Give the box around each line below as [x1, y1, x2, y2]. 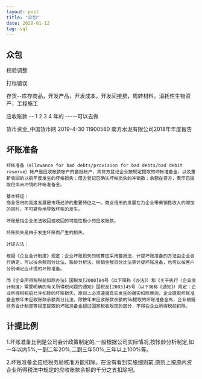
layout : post [6, 8, 39, 15]
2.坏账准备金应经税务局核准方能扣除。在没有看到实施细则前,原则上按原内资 [6, 358, 192, 366]
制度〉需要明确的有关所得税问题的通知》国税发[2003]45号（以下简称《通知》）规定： [10, 284, 192, 290]
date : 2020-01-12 [6, 20, 50, 26]
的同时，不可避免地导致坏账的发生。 [6, 206, 83, 212]
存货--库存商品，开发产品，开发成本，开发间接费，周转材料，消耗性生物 [6, 92, 186, 100]
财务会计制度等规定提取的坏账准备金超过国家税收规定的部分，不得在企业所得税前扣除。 [6, 303, 191, 309]
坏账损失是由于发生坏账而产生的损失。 [6, 229, 87, 235]
